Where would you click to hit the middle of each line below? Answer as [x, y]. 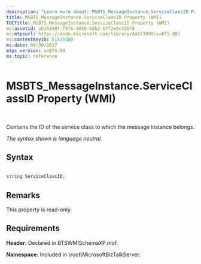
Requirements [33, 228]
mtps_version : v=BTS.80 [36, 51]
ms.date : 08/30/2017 [32, 45]
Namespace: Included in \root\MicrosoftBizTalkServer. [74, 254]
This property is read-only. [39, 210]
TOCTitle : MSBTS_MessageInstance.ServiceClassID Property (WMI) [88, 23]
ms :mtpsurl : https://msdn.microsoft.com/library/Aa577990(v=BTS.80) [93, 34]
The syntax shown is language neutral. [54, 138]
